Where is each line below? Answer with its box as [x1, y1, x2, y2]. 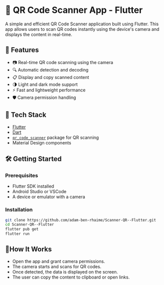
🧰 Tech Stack [5, 111, 47, 119]
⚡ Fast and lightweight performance [12, 87, 86, 93]
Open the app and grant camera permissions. [12, 258, 106, 264]
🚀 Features [5, 46, 39, 54]
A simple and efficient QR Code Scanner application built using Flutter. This [5, 21, 159, 27]
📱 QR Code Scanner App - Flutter [5, 4, 143, 16]
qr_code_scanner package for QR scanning [12, 134, 99, 141]
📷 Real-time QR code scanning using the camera [12, 59, 113, 65]
